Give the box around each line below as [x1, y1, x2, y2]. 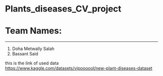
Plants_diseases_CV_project [5, 3, 122, 14]
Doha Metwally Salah [12, 46, 55, 51]
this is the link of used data [5, 60, 59, 66]
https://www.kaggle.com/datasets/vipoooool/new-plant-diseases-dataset [5, 65, 153, 71]
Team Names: [5, 25, 62, 37]
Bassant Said [12, 51, 39, 57]
